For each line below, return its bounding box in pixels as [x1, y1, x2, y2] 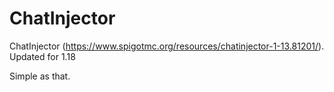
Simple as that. [9, 70, 71, 82]
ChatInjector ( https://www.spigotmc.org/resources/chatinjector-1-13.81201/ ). [9, 40, 325, 52]
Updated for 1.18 [9, 50, 76, 62]
